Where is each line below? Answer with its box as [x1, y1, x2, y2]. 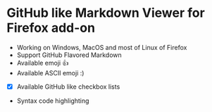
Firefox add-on [6, 20, 96, 36]
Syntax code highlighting [16, 97, 89, 105]
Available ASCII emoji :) [16, 68, 85, 77]
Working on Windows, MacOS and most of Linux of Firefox [16, 43, 187, 51]
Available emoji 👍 [16, 58, 69, 67]
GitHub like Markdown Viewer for [6, 5, 205, 21]
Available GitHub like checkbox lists [16, 82, 120, 91]
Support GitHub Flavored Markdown [16, 51, 123, 59]
